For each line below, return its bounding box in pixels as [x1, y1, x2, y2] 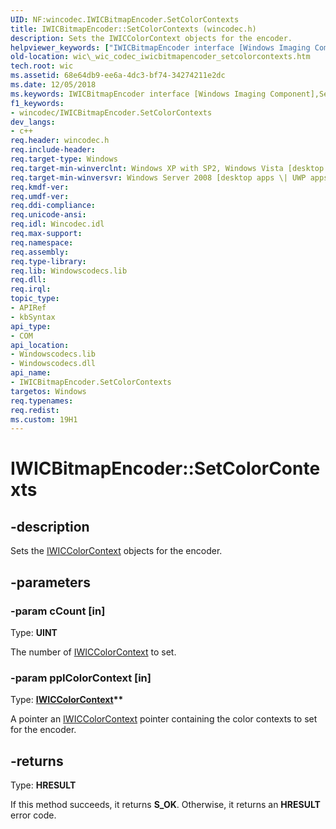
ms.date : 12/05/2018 [10, 80, 97, 90]
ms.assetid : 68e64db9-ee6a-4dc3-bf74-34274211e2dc [10, 71, 226, 81]
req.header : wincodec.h [10, 136, 110, 146]
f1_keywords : [10, 98, 65, 108]
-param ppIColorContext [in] [10, 671, 152, 685]
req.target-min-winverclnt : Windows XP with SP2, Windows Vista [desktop [10, 163, 325, 173]
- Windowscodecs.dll [10, 359, 97, 369]
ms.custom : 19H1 [10, 414, 78, 425]
